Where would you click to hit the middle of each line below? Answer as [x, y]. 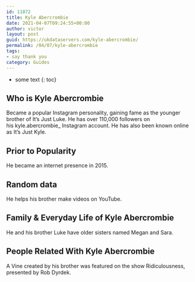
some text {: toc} [36, 80]
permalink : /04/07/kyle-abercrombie [52, 46]
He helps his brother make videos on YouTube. [64, 199]
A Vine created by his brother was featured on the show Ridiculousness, [96, 266]
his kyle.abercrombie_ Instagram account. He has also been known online [97, 126]
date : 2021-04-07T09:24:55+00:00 [48, 23]
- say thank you [26, 57]
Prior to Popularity [41, 151]
